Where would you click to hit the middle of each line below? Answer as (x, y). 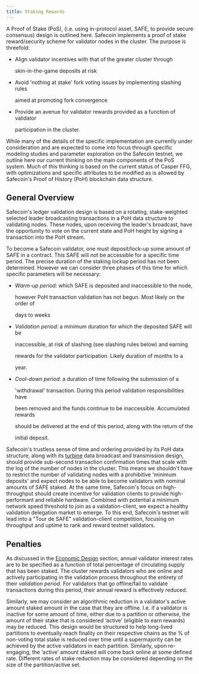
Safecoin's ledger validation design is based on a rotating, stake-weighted (97, 212)
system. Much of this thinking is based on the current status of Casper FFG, (99, 166)
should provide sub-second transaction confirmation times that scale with (97, 462)
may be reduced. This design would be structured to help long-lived (89, 627)
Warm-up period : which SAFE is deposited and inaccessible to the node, (104, 286)
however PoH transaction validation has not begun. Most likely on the (99, 297)
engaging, (18, 652)
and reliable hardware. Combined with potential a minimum (107, 500)
